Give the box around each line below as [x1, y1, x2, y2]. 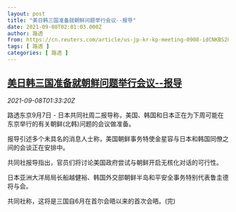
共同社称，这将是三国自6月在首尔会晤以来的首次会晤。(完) [7, 197, 176, 205]
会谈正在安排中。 [19, 143, 69, 152]
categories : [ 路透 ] [7, 50, 69, 57]
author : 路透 [7, 29, 44, 37]
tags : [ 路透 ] [7, 43, 50, 50]
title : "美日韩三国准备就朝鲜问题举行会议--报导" [7, 17, 136, 24]
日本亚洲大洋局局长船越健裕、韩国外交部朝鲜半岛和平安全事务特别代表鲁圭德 [7, 173, 229, 181]
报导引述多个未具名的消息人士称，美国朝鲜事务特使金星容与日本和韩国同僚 [7, 134, 223, 143]
